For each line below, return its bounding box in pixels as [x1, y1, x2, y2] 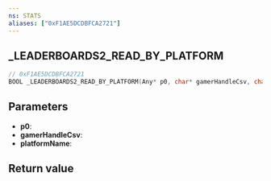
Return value [8, 162, 74, 175]
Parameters [8, 100, 69, 113]
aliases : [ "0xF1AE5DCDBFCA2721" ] [8, 19, 121, 27]
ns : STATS [8, 11, 42, 20]
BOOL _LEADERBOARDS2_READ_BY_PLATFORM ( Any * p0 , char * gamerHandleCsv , [8, 78, 251, 86]
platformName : [19, 138, 73, 148]
